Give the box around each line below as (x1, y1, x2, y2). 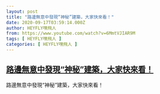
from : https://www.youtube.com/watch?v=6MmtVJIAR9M (6, 31, 135, 36)
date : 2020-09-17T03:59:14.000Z (6, 19, 85, 25)
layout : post (6, 8, 38, 15)
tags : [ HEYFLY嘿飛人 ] (6, 36, 62, 42)
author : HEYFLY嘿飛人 (6, 25, 56, 31)
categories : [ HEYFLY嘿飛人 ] (6, 42, 78, 48)
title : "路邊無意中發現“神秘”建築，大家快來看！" (6, 14, 114, 20)
